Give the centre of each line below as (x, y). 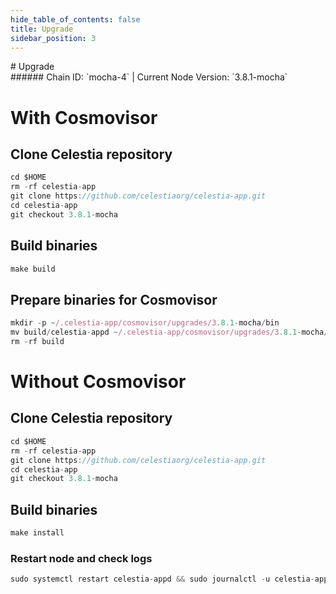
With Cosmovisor (84, 117)
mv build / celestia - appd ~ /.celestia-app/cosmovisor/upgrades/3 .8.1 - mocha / (169, 332)
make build (33, 269)
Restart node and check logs (81, 558)
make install (37, 533)
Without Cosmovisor (98, 382)
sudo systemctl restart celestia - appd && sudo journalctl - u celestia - (162, 579)
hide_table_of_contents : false (75, 19)
